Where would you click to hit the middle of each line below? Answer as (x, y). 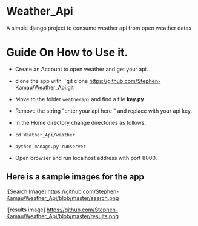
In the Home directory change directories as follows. (81, 122)
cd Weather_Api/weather (45, 135)
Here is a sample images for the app (75, 177)
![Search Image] (26, 191)
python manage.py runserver (50, 147)
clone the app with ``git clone (51, 81)
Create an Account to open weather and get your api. (81, 69)
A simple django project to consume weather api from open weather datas (99, 28)
